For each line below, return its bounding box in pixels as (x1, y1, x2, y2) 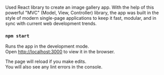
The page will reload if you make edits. (5, 58, 87, 65)
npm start (5, 33, 30, 39)
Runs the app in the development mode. (5, 43, 89, 50)
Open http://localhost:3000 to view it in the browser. (5, 49, 115, 55)
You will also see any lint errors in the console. (5, 64, 103, 70)
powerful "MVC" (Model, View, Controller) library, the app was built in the (5, 10, 159, 16)
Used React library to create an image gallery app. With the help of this (5, 5, 154, 10)
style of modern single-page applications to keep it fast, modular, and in (5, 15, 156, 21)
